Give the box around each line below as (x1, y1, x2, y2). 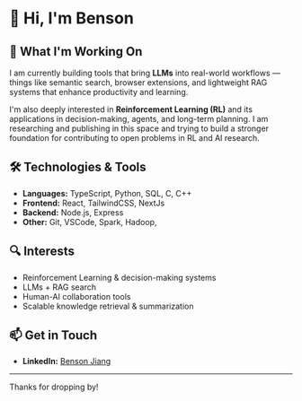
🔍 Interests (9, 244, 75, 259)
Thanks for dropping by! (9, 381, 99, 393)
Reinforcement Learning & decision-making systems (22, 272, 217, 283)
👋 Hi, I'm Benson (9, 8, 135, 29)
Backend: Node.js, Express (22, 206, 124, 218)
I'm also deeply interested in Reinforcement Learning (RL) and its (9, 104, 253, 115)
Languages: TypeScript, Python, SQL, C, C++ (22, 187, 192, 198)
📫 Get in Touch (9, 327, 98, 344)
